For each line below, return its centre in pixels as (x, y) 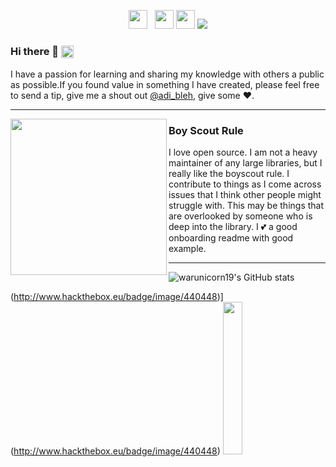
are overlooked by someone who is (240, 216)
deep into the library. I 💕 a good (233, 227)
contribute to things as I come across (245, 184)
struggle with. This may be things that (246, 206)
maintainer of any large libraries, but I (245, 163)
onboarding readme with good (231, 238)
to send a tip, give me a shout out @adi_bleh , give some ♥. (132, 95)
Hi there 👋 (35, 51)
